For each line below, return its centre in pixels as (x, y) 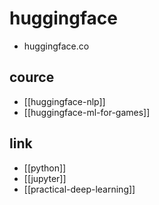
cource (32, 77)
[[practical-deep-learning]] (79, 189)
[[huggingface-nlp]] (64, 101)
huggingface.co (56, 46)
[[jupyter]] (45, 178)
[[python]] (45, 168)
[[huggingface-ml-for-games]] (87, 112)
